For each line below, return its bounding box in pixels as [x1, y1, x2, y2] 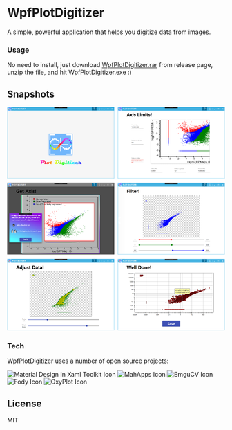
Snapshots [7, 88, 55, 100]
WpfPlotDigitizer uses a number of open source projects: [7, 357, 169, 365]
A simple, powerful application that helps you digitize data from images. [7, 28, 211, 36]
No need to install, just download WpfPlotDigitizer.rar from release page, [7, 61, 213, 69]
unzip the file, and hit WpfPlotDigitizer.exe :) [7, 68, 133, 77]
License [7, 397, 42, 409]
